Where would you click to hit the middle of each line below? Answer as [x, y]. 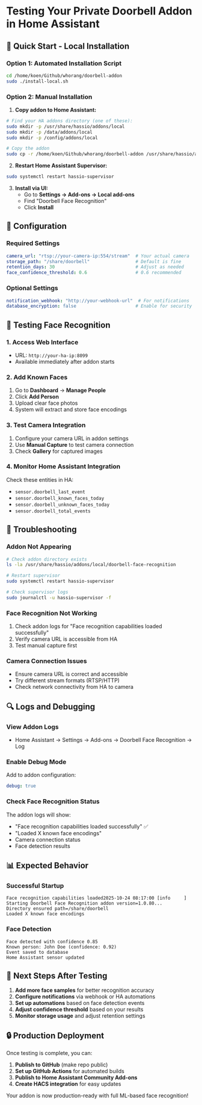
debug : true [21, 786]
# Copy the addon [28, 149]
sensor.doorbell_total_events [53, 511]
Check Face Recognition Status [53, 802]
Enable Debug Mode [36, 762]
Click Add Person [37, 397]
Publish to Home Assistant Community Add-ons [76, 1078]
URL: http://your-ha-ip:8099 [51, 355]
